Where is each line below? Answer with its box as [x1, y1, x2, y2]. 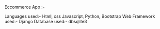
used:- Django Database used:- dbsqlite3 [4, 19, 87, 24]
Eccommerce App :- [4, 4, 45, 10]
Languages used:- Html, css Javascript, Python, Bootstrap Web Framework [4, 14, 156, 19]
